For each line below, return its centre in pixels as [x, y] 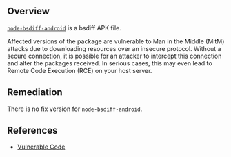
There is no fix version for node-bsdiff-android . [75, 109]
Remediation [35, 92]
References [32, 130]
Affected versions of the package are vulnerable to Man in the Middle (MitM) [116, 41]
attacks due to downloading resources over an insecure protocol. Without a [114, 48]
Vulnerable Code [41, 147]
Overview [29, 11]
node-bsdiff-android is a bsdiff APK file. [64, 28]
